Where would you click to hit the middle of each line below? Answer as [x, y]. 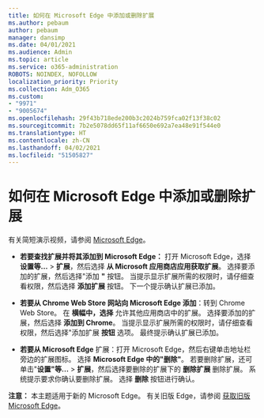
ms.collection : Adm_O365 [49, 89]
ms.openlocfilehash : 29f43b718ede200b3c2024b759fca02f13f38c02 [115, 119]
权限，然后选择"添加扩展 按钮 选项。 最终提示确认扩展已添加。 [121, 333]
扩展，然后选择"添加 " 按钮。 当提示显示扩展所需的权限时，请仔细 [140, 277]
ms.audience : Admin [40, 52]
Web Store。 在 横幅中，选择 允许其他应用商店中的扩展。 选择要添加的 [134, 313]
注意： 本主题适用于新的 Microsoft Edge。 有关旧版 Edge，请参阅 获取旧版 [129, 396]
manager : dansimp [37, 38]
